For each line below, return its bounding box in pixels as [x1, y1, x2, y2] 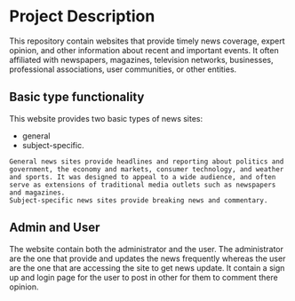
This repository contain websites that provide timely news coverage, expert [9, 36, 286, 46]
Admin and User [9, 220, 100, 235]
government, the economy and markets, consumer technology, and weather [9, 164, 284, 174]
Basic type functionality [9, 90, 145, 105]
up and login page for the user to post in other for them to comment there [9, 272, 278, 282]
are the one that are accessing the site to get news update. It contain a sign [9, 262, 285, 273]
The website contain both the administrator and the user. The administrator [9, 243, 284, 254]
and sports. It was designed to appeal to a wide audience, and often [9, 172, 276, 181]
